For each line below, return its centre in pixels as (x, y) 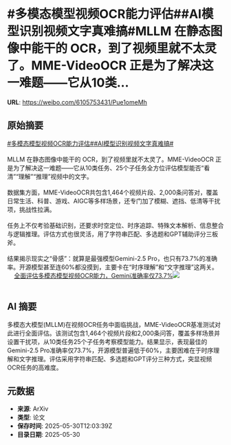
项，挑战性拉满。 (31, 209)
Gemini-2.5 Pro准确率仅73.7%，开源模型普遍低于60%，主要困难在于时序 (110, 350)
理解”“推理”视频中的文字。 (55, 176)
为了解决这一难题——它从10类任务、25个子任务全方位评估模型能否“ (108, 168)
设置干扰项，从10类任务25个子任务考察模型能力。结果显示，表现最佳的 (107, 341)
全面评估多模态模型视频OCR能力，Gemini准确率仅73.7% (93, 275)
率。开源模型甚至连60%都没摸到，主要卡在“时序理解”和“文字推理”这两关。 (112, 267)
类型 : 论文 (31, 418)
